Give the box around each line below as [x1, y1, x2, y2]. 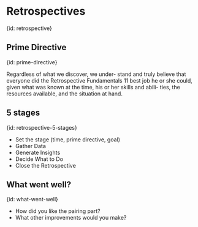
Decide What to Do [15, 155, 63, 163]
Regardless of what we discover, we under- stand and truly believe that [6, 70, 186, 78]
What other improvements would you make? [15, 214, 127, 221]
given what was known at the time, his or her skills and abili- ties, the [6, 83, 181, 91]
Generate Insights [15, 149, 61, 156]
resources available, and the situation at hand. [6, 90, 123, 97]
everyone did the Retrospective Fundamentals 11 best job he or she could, [6, 76, 193, 84]
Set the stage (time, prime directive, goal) [15, 136, 121, 143]
